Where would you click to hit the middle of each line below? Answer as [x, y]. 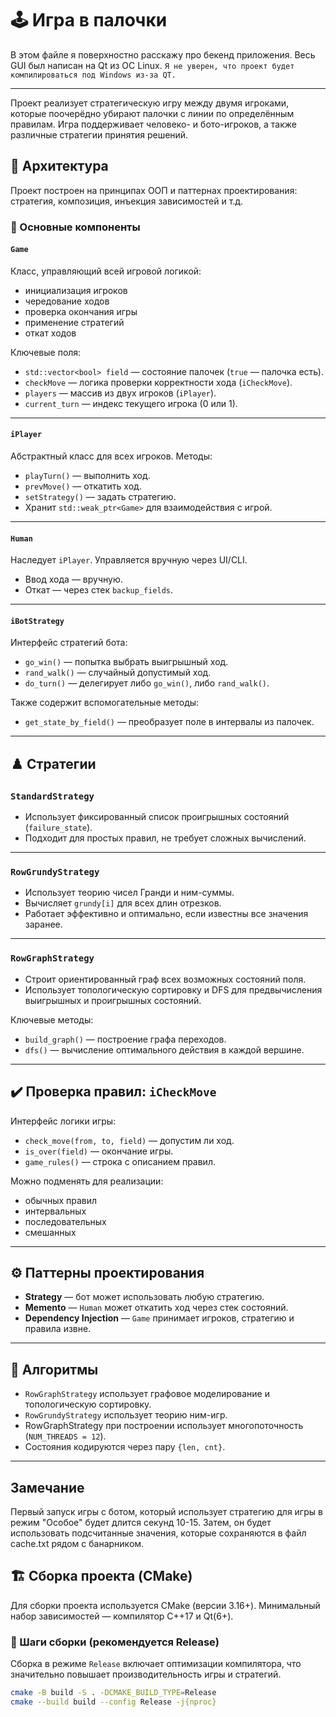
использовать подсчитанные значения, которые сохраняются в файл [158, 1533]
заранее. [43, 924]
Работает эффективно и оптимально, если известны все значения [166, 914]
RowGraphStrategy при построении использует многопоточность [164, 1426]
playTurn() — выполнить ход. [87, 476]
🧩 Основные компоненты [75, 227]
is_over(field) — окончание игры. [99, 1151]
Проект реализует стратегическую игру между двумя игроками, [150, 103]
